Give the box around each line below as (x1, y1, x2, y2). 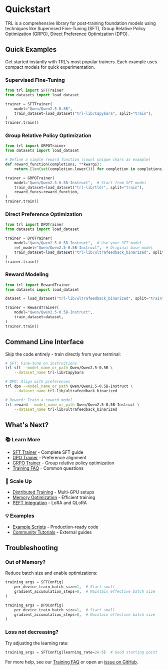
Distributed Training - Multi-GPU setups (12, 489, 94, 495)
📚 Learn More (5, 436, 40, 443)
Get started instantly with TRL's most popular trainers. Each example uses (5, 59, 157, 65)
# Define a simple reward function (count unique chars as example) (5, 157, 151, 162)
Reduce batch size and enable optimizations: (5, 570, 97, 576)
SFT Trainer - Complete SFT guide (12, 449, 83, 455)
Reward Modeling (5, 271, 49, 278)
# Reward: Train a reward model (5, 397, 72, 402)
